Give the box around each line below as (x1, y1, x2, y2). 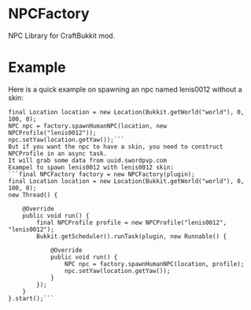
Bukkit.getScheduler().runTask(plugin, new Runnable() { (36, 232, 227, 241)
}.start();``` (8, 294, 55, 302)
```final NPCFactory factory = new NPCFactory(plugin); (8, 170, 195, 178)
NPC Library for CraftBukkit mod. (8, 31, 116, 40)
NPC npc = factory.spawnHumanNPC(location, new (8, 121, 168, 130)
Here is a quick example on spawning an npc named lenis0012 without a (8, 84, 242, 94)
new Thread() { (8, 191, 58, 199)
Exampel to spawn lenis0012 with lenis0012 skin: (8, 163, 175, 171)
